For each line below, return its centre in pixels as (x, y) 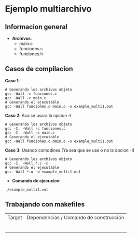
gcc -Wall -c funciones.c (31, 94)
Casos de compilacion (39, 69)
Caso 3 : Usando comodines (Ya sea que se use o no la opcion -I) (70, 150)
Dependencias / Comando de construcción (76, 217)
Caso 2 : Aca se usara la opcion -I (38, 115)
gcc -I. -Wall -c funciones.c (35, 128)
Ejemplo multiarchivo (48, 9)
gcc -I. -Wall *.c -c (27, 163)
